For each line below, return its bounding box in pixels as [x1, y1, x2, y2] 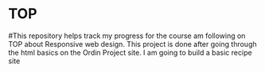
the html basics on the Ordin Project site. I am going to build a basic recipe [8, 47, 252, 57]
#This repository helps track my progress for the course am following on [8, 31, 246, 40]
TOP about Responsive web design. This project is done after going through [8, 39, 257, 48]
